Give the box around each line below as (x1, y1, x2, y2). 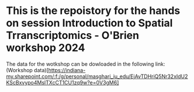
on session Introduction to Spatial (6, 16, 173, 30)
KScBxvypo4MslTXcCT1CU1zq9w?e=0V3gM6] (6, 79, 119, 86)
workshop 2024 (6, 41, 85, 55)
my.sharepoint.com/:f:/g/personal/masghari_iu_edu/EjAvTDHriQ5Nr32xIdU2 (6, 73, 188, 80)
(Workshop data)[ (6, 66, 49, 73)
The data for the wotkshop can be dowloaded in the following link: (6, 60, 165, 68)
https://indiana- (48, 66, 86, 73)
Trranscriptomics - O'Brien (6, 29, 139, 42)
